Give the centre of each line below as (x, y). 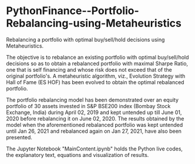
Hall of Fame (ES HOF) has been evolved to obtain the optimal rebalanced (95, 82)
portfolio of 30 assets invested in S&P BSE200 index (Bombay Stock (88, 106)
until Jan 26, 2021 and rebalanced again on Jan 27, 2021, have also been (94, 131)
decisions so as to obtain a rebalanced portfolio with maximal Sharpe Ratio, (97, 63)
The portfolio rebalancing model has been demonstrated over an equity (93, 100)
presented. (19, 137)
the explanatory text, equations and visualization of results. (78, 155)
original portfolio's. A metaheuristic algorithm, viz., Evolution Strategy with (96, 76)
